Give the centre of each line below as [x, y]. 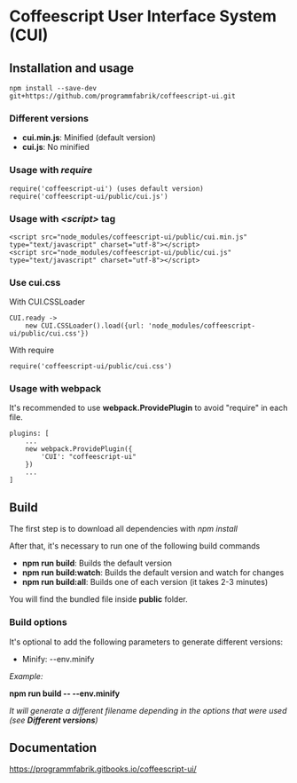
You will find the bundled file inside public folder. [98, 599]
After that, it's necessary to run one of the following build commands [135, 546]
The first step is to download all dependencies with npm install [123, 529]
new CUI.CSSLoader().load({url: [85, 326]
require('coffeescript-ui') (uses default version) [106, 188]
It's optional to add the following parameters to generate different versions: [146, 642]
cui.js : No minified [56, 147]
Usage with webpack [55, 389]
